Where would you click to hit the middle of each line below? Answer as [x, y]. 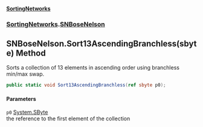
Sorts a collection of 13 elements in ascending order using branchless [93, 68]
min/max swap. [25, 74]
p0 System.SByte [27, 112]
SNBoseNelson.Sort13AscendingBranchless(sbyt [101, 43]
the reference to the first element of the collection [68, 119]
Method [31, 53]
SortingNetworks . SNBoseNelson [56, 24]
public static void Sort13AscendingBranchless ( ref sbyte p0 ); [86, 85]
